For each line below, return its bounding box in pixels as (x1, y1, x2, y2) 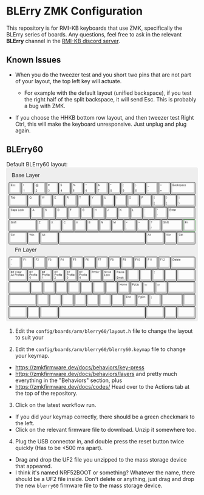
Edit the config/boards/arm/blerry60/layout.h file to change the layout (15, 327, 193, 335)
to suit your (15, 334, 44, 341)
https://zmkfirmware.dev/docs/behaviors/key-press (15, 364, 144, 371)
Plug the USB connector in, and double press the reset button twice (15, 438, 185, 445)
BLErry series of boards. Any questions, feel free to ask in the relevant (6, 30, 182, 38)
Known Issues (6, 55, 61, 65)
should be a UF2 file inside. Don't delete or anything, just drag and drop (15, 476, 194, 483)
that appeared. (15, 463, 53, 470)
